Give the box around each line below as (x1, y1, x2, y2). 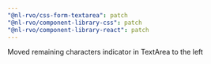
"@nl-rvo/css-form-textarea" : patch (7, 11, 128, 20)
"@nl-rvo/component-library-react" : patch (7, 26, 149, 34)
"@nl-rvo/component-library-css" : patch (7, 19, 143, 27)
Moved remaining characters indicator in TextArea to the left (7, 48, 203, 57)
